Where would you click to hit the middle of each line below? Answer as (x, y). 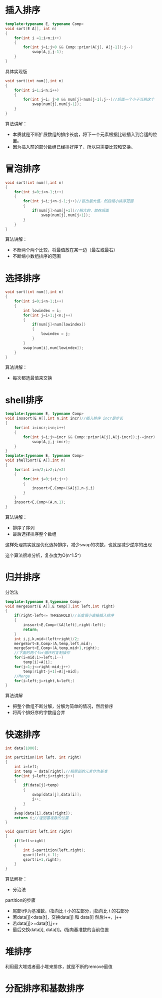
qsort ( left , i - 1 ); (41, 855)
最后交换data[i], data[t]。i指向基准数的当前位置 (60, 930)
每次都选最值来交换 (32, 378)
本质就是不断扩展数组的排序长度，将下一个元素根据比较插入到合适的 (82, 134)
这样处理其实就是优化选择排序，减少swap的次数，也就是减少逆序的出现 (79, 544)
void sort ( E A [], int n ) (31, 29)
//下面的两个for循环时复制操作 (42, 653)
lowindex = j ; (55, 334)
